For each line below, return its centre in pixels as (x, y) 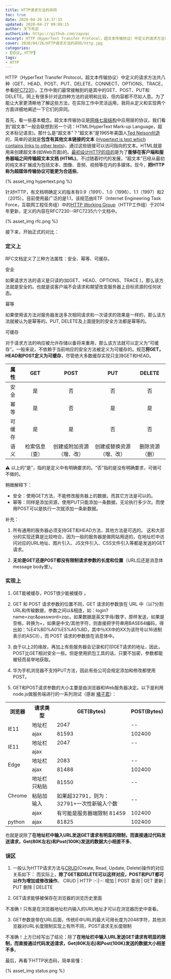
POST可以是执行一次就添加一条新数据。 (59, 508)
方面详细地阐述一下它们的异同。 (39, 109)
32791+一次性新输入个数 (87, 803)
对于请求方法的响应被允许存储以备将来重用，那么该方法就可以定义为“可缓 (82, 343)
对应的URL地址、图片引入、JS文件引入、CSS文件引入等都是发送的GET (91, 543)
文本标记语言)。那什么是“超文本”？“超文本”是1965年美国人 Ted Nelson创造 (83, 133)
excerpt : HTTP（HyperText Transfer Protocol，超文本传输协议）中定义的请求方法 (85, 39)
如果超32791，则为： (83, 796)
